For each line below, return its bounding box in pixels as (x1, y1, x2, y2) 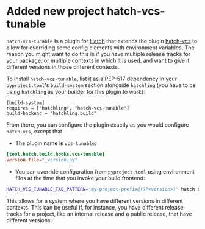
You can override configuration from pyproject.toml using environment (15, 167, 195, 175)
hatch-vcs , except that (6, 127, 63, 135)
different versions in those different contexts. (6, 63, 120, 71)
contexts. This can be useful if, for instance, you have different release (6, 203, 184, 211)
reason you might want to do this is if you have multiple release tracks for (6, 50, 191, 57)
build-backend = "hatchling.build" (6, 110, 97, 116)
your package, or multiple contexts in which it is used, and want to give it (6, 57, 190, 64)
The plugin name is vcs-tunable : (15, 139, 96, 147)
